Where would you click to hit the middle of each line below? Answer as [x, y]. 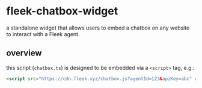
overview [24, 53]
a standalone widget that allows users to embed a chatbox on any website [98, 28]
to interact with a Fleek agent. [43, 34]
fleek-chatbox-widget [62, 11]
